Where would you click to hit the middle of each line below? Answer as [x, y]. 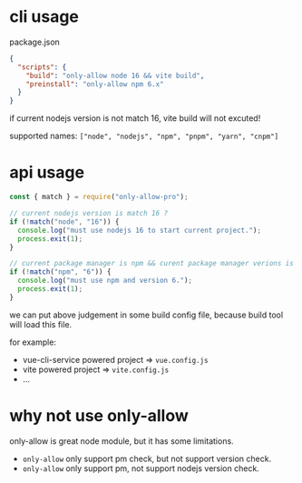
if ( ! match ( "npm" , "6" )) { [60, 272]
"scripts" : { [42, 67]
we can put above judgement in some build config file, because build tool [146, 315]
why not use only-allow [99, 415]
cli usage [44, 17]
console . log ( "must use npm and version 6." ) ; [105, 281]
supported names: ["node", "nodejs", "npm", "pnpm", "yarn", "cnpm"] [144, 136]
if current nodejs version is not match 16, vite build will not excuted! [135, 118]
